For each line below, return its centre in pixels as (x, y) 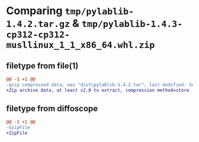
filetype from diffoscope (52, 109)
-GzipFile (18, 128)
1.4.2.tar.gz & (43, 23)
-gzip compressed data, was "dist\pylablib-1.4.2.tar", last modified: (96, 85)
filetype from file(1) (42, 66)
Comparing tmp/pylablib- (70, 11)
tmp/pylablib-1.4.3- (132, 24)
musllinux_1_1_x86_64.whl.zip (81, 45)
